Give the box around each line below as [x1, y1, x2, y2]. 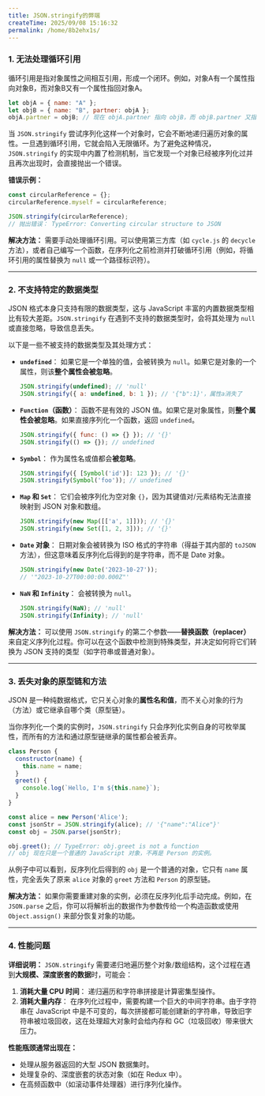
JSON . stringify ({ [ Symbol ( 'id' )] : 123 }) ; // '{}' [19, 469, 190, 477]
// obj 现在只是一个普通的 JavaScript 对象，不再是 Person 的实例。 [8, 849, 215, 857]
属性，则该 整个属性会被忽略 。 [19, 367, 117, 376]
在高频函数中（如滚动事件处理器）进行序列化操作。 [19, 1079, 186, 1089]
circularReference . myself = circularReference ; [8, 198, 168, 206]
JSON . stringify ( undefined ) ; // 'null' [19, 382, 147, 391]
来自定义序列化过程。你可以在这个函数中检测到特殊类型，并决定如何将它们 [8, 637, 250, 646]
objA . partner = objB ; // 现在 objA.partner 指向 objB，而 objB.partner [8, 114, 242, 122]
